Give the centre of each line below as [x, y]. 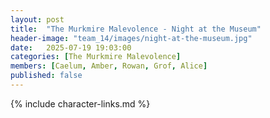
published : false [46, 76]
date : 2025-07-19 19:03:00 [71, 47]
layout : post [37, 19]
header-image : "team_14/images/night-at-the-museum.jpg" [131, 38]
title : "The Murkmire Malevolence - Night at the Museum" [136, 29]
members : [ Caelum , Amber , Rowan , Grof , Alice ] [109, 66]
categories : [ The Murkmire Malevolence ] [96, 57]
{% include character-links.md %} [80, 103]
